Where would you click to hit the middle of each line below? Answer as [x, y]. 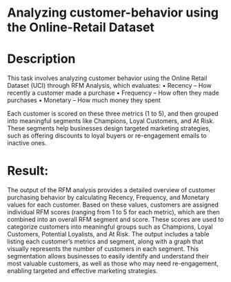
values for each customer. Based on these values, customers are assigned [113, 205]
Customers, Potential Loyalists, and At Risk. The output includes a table [108, 234]
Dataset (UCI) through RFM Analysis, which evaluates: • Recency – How [109, 86]
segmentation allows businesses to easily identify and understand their [108, 256]
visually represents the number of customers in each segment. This [103, 249]
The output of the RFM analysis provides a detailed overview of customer [111, 190]
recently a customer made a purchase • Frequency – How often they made [113, 93]
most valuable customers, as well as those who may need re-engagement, [113, 263]
